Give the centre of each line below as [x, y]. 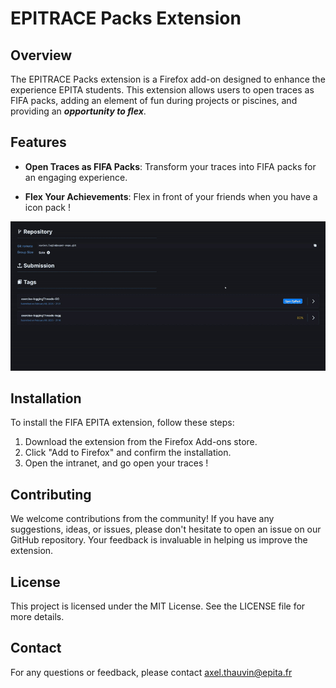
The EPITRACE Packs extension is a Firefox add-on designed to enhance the [168, 79]
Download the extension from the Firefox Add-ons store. [141, 442]
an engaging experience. [76, 177]
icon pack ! [48, 207]
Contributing [51, 494]
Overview [41, 55]
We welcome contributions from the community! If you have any [142, 519]
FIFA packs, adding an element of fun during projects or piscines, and [154, 100]
